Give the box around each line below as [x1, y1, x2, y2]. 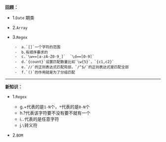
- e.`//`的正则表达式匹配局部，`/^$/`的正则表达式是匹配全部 [14, 65, 129, 70]
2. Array [12, 25, 28, 31]
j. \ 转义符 [19, 122, 38, 128]
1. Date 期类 [12, 15, 35, 21]
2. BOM [12, 132, 23, 138]
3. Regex [12, 34, 28, 40]
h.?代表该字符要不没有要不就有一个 [19, 110, 90, 116]
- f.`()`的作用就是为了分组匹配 [14, 70, 76, 75]
